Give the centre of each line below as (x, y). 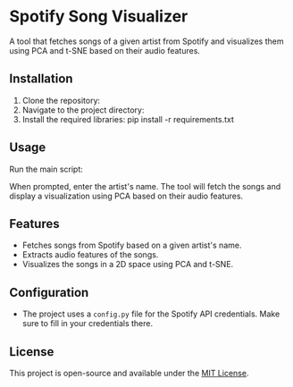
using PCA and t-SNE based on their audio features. (105, 50)
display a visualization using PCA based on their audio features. (126, 196)
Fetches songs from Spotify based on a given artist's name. (132, 245)
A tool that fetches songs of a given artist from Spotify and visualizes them (146, 41)
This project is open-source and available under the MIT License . (129, 373)
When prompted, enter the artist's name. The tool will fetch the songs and (145, 186)
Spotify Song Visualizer (99, 17)
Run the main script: (46, 169)
